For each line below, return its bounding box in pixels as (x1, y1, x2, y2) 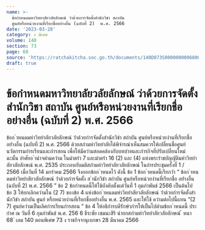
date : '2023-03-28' (6, 26, 56, 32)
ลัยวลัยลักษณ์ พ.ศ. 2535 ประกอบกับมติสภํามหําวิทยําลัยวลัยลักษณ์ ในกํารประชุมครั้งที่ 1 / (6, 161, 185, 169)
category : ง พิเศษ (6, 32, 48, 38)
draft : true (6, 60, 37, 66)
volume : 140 (6, 37, 37, 43)
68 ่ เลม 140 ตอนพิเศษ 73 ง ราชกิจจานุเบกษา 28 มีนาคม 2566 (6, 217, 139, 224)
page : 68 (6, 49, 29, 55)
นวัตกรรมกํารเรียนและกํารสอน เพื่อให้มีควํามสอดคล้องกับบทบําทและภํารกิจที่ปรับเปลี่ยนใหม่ (6, 147, 186, 155)
